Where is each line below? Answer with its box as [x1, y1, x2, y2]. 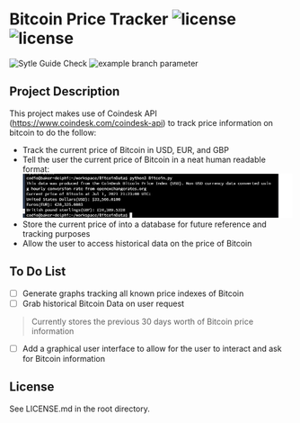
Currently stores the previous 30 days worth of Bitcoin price [31, 316, 254, 327]
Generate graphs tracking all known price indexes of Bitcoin [22, 288, 244, 299]
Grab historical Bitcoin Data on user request [22, 298, 185, 309]
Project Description [9, 84, 120, 99]
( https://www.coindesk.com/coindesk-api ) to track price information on [9, 117, 274, 128]
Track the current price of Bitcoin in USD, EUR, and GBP [22, 144, 229, 155]
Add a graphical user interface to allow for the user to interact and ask [22, 343, 282, 354]
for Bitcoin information [22, 353, 106, 364]
